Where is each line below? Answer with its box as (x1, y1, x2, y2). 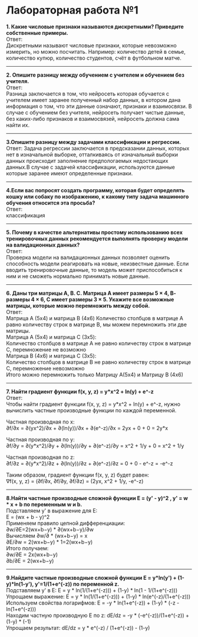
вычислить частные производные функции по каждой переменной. (6, 406, 177, 413)
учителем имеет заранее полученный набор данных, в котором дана (6, 96, 181, 103)
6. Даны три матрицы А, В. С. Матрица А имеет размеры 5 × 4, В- (6, 290, 177, 297)
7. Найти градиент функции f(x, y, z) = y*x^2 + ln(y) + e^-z (6, 388, 154, 395)
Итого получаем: (6, 544, 49, 551)
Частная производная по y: (6, 436, 75, 443)
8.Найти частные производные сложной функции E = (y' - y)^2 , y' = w (6, 494, 189, 501)
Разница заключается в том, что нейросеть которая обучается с (6, 90, 170, 97)
